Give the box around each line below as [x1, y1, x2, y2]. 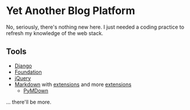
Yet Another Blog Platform [6, 4, 136, 18]
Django [14, 62, 32, 69]
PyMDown [23, 87, 49, 94]
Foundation [14, 68, 42, 75]
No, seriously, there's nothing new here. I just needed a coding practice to [6, 23, 185, 30]
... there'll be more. [6, 98, 51, 105]
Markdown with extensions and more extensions [14, 81, 132, 88]
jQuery [14, 74, 31, 81]
